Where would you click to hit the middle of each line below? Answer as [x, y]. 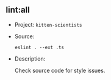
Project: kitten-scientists [48, 24]
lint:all [18, 10]
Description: [30, 58]
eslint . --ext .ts [39, 47]
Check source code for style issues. [60, 70]
